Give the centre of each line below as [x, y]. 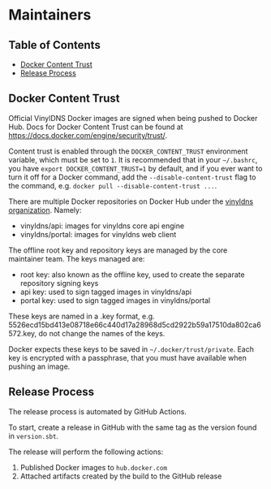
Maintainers [50, 15]
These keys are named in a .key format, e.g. [82, 316]
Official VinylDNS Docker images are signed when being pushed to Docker [133, 118]
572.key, [23, 333]
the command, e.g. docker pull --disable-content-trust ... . [113, 185]
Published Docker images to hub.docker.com [94, 467]
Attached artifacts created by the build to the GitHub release [121, 476]
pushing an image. [39, 366]
